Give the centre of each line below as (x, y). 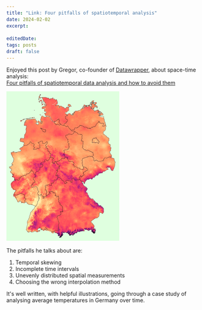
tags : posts (21, 45)
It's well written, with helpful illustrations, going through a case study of (96, 293)
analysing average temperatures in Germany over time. (76, 300)
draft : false (23, 52)
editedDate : (21, 39)
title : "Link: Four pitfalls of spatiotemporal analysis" (82, 13)
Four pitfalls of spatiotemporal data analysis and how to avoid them (91, 83)
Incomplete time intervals (47, 268)
